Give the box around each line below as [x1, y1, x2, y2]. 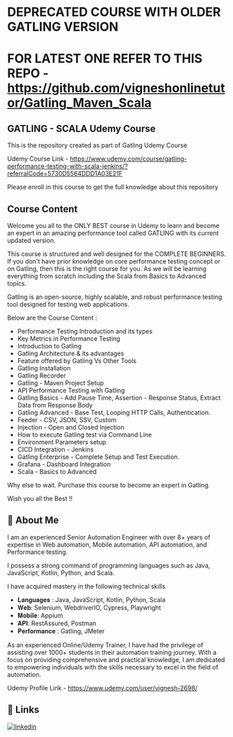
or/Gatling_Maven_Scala [7, 95, 152, 111]
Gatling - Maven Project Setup [17, 379, 104, 387]
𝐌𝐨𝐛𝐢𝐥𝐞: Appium [17, 611, 63, 619]
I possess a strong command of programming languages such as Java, [7, 561, 211, 569]
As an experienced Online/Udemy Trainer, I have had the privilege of [7, 640, 204, 649]
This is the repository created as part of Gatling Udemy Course [7, 141, 188, 149]
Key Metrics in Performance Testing [17, 334, 120, 343]
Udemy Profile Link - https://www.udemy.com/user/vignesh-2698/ [7, 683, 198, 692]
